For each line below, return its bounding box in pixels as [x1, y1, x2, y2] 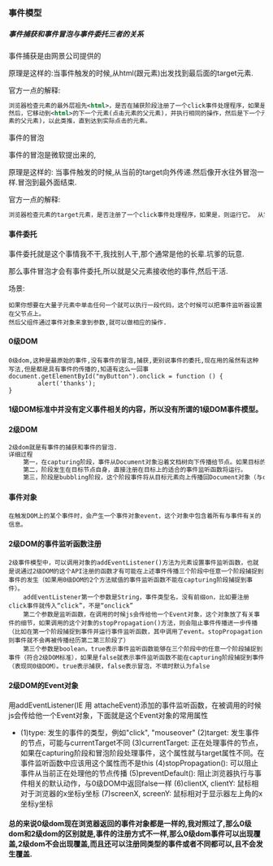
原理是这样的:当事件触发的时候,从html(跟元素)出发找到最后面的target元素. [8, 67, 253, 78]
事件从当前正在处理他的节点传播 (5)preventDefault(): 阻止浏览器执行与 [19, 768, 255, 777]
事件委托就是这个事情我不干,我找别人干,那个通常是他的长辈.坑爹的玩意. [8, 249, 245, 258]
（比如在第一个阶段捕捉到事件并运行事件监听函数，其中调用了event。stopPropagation [8, 628, 262, 636]
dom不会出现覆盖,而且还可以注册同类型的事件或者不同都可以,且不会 [29, 839, 257, 849]
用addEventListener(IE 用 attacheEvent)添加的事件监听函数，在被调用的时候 [8, 700, 262, 710]
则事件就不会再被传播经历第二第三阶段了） [8, 636, 130, 645]
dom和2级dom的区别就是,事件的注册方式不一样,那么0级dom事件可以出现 [8, 829, 254, 838]
